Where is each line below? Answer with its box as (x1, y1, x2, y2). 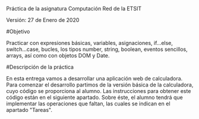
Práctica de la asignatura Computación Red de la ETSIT (6, 5, 141, 12)
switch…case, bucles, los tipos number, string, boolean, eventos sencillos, (6, 46, 188, 53)
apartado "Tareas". (6, 107, 52, 113)
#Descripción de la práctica (6, 63, 74, 70)
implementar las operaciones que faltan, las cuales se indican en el (6, 100, 170, 107)
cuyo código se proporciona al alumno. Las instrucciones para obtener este (6, 88, 191, 94)
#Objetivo (6, 28, 30, 35)
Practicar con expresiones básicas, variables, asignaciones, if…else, (6, 40, 173, 46)
